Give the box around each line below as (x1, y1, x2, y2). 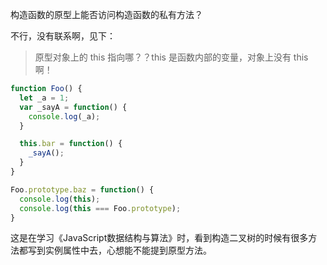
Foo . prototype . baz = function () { (10, 184, 155, 195)
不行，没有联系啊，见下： (10, 30, 116, 42)
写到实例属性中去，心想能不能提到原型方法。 (27, 244, 212, 257)
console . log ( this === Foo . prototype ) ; (19, 203, 182, 213)
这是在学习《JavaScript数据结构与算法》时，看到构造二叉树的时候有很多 (10, 232, 309, 244)
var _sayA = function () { (19, 102, 128, 112)
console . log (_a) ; (28, 111, 101, 122)
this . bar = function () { (19, 139, 123, 149)
